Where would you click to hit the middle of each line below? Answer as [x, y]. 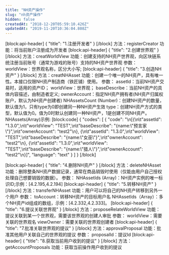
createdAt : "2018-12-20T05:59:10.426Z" [47, 24]
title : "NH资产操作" [25, 10]
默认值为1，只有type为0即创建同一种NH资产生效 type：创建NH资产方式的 [81, 107]
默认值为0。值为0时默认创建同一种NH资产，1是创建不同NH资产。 [82, 113]
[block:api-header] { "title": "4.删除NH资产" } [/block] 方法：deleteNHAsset [83, 165]
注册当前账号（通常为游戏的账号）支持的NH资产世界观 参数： [73, 63]
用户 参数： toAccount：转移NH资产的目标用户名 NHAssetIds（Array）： [84, 197]
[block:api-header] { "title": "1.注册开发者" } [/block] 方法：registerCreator [82, 44]
